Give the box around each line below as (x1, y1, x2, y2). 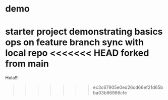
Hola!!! (5, 75, 19, 81)
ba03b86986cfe (93, 90, 127, 96)
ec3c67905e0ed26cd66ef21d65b (93, 84, 163, 90)
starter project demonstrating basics (5, 26, 163, 38)
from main (5, 58, 49, 69)
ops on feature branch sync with (5, 37, 144, 48)
